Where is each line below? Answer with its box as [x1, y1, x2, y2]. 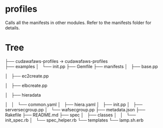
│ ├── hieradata [5, 92, 41, 98]
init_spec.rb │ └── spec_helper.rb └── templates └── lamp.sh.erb [5, 117, 144, 123]
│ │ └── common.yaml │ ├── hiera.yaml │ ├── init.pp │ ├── [5, 102, 143, 107]
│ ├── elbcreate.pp [5, 82, 48, 88]
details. [5, 25, 20, 30]
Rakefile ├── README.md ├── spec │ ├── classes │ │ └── [5, 112, 136, 118]
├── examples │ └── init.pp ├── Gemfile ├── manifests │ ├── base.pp [5, 63, 158, 69]
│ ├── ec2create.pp [5, 73, 49, 79]
